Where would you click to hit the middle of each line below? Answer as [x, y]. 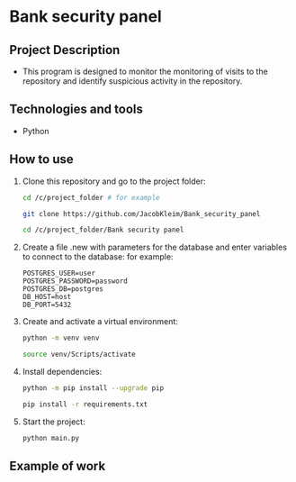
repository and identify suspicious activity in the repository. [132, 81]
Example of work [58, 466]
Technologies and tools [76, 109]
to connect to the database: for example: [98, 257]
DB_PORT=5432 [47, 305]
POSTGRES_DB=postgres [63, 289]
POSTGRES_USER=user [59, 273]
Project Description [65, 50]
